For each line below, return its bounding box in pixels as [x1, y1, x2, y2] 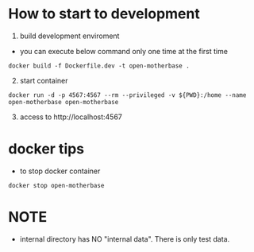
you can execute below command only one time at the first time [19, 46, 229, 56]
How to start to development [8, 5, 200, 23]
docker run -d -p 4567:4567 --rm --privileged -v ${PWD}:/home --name [8, 91, 247, 99]
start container [19, 76, 68, 85]
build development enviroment [19, 31, 120, 41]
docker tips [8, 140, 85, 158]
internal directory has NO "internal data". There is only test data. [19, 234, 230, 243]
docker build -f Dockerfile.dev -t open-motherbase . [8, 61, 190, 70]
